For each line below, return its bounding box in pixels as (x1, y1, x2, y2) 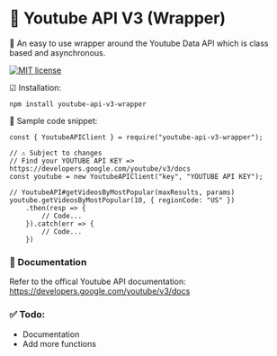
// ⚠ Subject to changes (9, 148, 103, 157)
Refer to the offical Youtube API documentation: (9, 276, 186, 287)
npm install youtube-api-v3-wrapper (9, 99, 147, 109)
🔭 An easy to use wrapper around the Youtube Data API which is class (9, 38, 269, 49)
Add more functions (22, 338, 97, 349)
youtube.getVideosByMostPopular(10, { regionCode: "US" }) (9, 195, 236, 205)
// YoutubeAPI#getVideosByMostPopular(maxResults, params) (9, 188, 236, 197)
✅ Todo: (9, 308, 46, 321)
